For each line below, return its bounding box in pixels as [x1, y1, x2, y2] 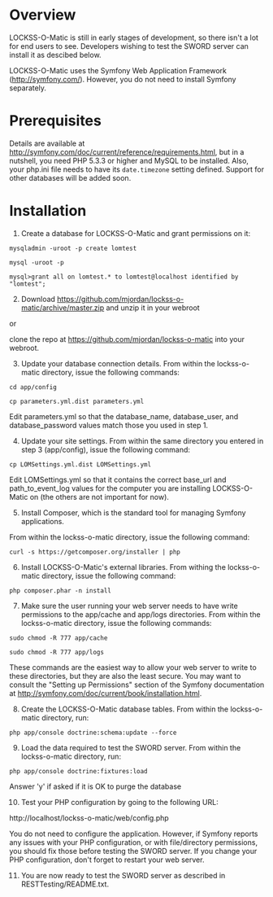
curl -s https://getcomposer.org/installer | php [9, 548, 181, 556]
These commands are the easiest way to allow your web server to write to [9, 662, 257, 672]
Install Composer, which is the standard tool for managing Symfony [20, 507, 246, 518]
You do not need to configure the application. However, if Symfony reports [9, 829, 258, 838]
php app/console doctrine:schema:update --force [9, 729, 177, 737]
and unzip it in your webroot [106, 303, 200, 313]
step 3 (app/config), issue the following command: [20, 444, 190, 454]
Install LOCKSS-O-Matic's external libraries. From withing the [20, 562, 227, 571]
